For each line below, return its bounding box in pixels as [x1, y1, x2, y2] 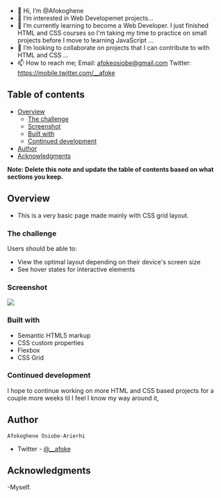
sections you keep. [7, 172, 64, 181]
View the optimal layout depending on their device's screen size [17, 257, 201, 266]
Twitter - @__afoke [17, 444, 71, 453]
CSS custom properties [17, 338, 85, 347]
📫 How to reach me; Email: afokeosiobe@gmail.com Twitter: [17, 59, 191, 67]
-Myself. [7, 483, 31, 492]
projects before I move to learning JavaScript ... [17, 36, 154, 45]
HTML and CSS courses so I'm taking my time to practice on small [17, 29, 207, 37]
